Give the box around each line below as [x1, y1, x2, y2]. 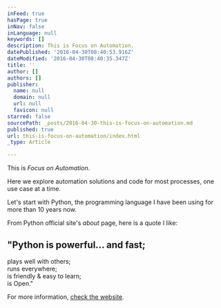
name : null [13, 87, 45, 94]
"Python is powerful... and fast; [7, 239, 146, 251]
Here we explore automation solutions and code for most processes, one [7, 177, 215, 185]
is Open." [7, 279, 33, 287]
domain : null [13, 94, 51, 101]
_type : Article [7, 139, 51, 146]
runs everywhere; [7, 264, 57, 273]
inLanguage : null [7, 29, 57, 37]
